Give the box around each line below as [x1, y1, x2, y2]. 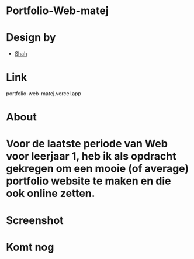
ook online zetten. [6, 187, 95, 200]
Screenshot [6, 213, 64, 227]
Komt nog [6, 240, 54, 254]
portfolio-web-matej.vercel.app [6, 90, 82, 97]
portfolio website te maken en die [6, 174, 171, 188]
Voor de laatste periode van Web [6, 137, 168, 150]
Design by [6, 31, 56, 44]
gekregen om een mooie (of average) [6, 162, 189, 175]
